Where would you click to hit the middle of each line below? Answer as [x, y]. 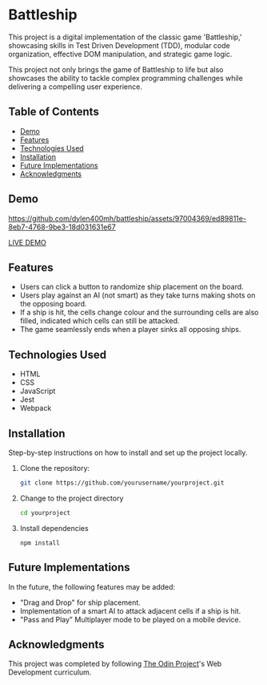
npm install [40, 543]
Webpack [36, 408]
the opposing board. [53, 304]
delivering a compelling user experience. [75, 87]
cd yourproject [45, 513]
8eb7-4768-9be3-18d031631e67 [62, 227]
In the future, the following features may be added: [92, 586]
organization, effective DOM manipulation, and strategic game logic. [120, 54]
